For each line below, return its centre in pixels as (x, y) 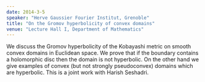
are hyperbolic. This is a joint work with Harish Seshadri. (78, 73)
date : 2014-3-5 (26, 12)
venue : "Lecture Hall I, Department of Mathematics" (75, 29)
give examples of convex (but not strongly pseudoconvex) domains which (100, 66)
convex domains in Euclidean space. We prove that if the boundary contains (102, 53)
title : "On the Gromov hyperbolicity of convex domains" (81, 23)
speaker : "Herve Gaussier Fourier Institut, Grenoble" (78, 18)
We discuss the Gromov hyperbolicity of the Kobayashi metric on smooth (99, 47)
